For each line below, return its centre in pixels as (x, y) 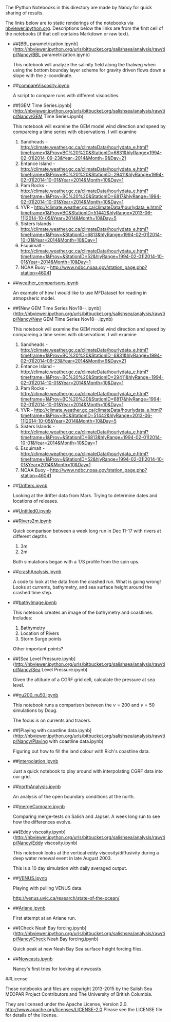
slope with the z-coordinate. (43, 76)
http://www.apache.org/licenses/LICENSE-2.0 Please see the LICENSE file (84, 1009)
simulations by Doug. (35, 710)
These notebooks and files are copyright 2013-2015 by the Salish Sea (79, 989)
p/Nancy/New (27, 319)
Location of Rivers (40, 633)
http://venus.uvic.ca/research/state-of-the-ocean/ (66, 898)
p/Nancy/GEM (27, 116)
